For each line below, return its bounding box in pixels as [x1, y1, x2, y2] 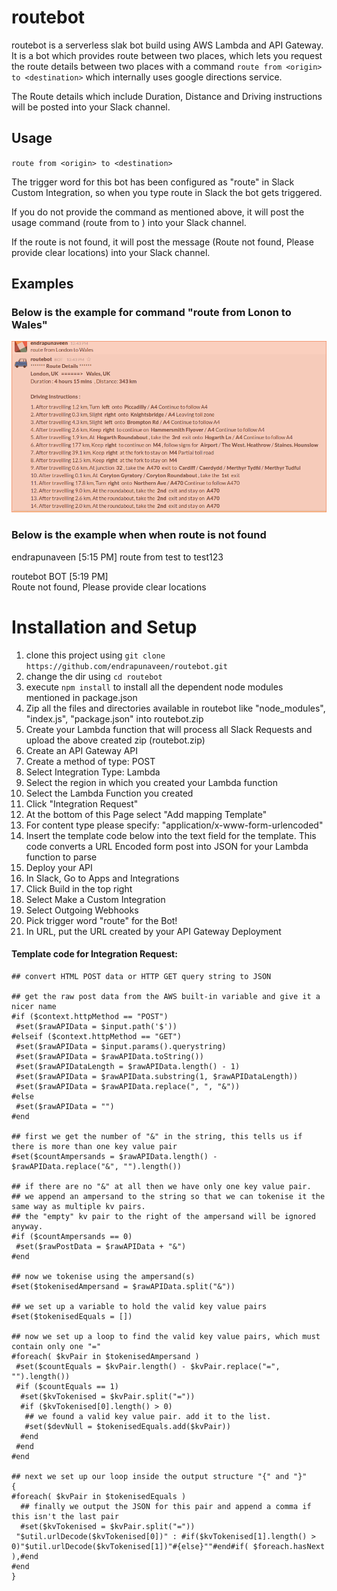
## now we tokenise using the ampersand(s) [11, 1271, 196, 1281]
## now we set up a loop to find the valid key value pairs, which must [11, 1331, 321, 1341]
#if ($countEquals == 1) [15, 1381, 119, 1391]
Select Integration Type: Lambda [25, 766, 161, 778]
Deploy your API [25, 861, 93, 873]
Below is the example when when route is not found [11, 528, 267, 542]
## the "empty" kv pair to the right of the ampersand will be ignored [11, 1211, 316, 1221]
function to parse [25, 851, 98, 863]
